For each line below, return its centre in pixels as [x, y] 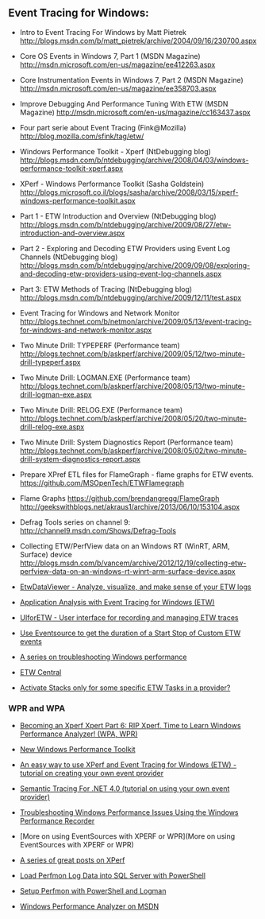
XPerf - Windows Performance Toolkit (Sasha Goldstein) [112, 184]
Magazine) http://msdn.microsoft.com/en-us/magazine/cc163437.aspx [135, 112]
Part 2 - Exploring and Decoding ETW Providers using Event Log [125, 248]
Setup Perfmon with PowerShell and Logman [93, 891]
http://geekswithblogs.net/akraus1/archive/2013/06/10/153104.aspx [130, 506]
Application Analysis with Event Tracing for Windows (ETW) [117, 602]
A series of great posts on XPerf [72, 860]
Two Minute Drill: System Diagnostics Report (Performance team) [127, 442]
